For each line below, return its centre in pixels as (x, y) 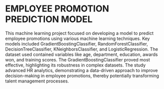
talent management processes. (37, 81)
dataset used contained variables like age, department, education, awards (81, 54)
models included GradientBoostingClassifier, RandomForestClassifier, (77, 43)
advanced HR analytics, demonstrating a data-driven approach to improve (81, 70)
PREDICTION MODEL (49, 19)
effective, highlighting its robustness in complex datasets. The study (75, 65)
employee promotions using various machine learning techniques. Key (77, 38)
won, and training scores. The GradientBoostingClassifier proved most (77, 59)
